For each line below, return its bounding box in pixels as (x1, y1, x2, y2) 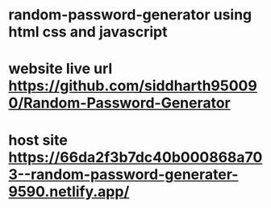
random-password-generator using (8, 6, 252, 24)
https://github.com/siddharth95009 (8, 77, 258, 95)
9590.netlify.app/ (8, 182, 130, 201)
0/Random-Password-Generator (8, 94, 231, 112)
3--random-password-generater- (8, 165, 239, 183)
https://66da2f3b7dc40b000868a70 (8, 148, 263, 166)
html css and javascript (8, 23, 168, 41)
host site (8, 131, 69, 149)
